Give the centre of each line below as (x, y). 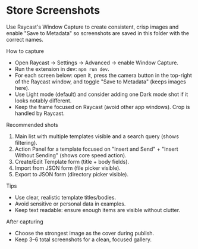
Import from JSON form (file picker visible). (67, 168)
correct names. (25, 39)
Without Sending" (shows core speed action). (70, 155)
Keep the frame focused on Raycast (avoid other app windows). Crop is (102, 107)
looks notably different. (43, 100)
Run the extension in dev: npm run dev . (62, 69)
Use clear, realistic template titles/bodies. (65, 197)
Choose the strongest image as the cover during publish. (84, 233)
